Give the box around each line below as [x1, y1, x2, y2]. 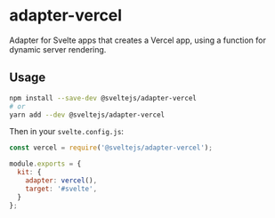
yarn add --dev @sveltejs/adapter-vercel [9, 110, 166, 119]
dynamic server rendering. [9, 44, 107, 54]
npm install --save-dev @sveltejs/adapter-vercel [9, 93, 198, 102]
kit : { [17, 168, 42, 177]
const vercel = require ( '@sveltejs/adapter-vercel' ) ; [9, 143, 214, 152]
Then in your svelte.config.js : [9, 126, 125, 137]
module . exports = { [9, 159, 82, 169]
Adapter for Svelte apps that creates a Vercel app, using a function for [9, 35, 267, 45]
